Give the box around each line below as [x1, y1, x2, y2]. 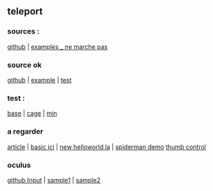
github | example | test [7, 76, 72, 84]
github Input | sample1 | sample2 [7, 176, 101, 184]
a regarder [7, 127, 44, 136]
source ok [7, 59, 42, 69]
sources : [7, 27, 40, 36]
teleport [7, 6, 43, 17]
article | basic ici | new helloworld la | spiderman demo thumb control [7, 143, 206, 151]
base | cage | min [7, 109, 57, 118]
